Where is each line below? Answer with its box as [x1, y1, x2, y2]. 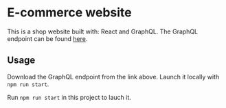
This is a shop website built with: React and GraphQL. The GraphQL [7, 27, 199, 36]
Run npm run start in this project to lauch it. [7, 93, 132, 101]
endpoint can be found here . [7, 34, 88, 42]
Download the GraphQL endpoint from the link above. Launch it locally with [7, 72, 220, 81]
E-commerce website [7, 5, 132, 21]
